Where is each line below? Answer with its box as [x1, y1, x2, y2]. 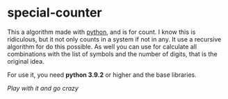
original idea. [7, 57, 44, 65]
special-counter [7, 5, 102, 21]
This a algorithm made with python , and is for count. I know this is [7, 28, 196, 36]
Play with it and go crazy [7, 84, 79, 92]
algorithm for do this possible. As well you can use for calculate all [7, 42, 197, 51]
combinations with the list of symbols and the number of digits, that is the [7, 50, 218, 58]
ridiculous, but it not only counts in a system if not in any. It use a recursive [7, 35, 222, 43]
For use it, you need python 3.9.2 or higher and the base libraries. [7, 71, 197, 79]
